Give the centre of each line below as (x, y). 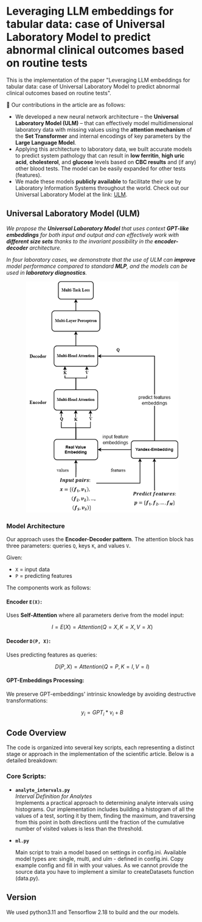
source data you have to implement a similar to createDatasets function (104, 871)
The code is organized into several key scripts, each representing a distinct (100, 747)
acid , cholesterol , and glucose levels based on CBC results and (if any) (106, 162)
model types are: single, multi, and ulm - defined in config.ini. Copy (99, 859)
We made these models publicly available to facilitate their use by (98, 181)
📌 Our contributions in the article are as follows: (66, 104)
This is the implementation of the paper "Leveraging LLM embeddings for (98, 80)
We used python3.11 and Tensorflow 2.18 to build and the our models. (93, 912)
